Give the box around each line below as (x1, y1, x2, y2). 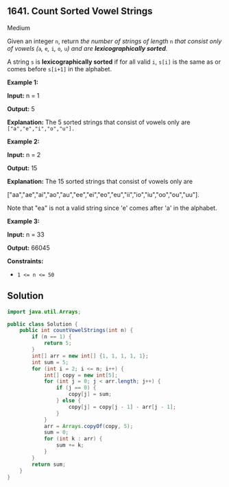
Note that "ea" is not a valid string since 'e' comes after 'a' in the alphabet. (7, 204, 217, 212)
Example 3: (7, 217, 40, 225)
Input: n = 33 (7, 230, 45, 239)
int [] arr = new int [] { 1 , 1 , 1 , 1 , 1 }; (32, 353, 149, 359)
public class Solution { (7, 320, 78, 328)
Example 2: (7, 137, 40, 145)
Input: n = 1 (7, 91, 40, 99)
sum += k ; (56, 442, 84, 449)
